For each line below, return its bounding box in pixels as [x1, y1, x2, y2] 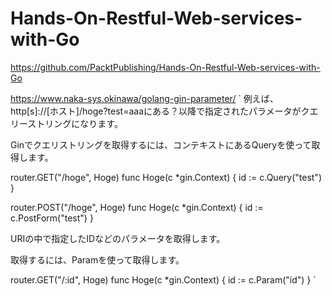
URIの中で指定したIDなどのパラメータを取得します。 [10, 232, 226, 244]
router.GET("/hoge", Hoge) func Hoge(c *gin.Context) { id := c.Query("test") [10, 171, 322, 183]
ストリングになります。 [27, 117, 123, 129]
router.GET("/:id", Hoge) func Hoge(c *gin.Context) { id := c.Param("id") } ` [10, 273, 317, 286]
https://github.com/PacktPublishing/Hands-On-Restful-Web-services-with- [10, 61, 321, 73]
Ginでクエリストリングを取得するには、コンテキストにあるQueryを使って [10, 138, 312, 151]
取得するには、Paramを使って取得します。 [10, 253, 185, 266]
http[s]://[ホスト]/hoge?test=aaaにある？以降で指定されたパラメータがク [10, 105, 310, 117]
